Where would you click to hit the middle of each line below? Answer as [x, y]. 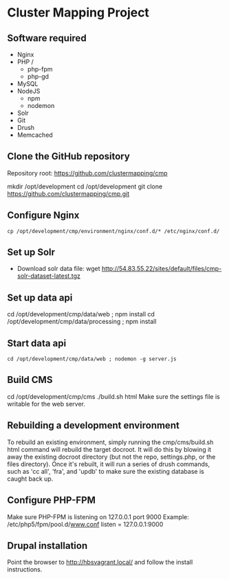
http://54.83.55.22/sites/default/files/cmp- [162, 269]
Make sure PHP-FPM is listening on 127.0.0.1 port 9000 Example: [98, 516]
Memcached [35, 135]
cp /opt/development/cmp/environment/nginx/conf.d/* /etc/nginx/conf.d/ [113, 231]
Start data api [37, 343]
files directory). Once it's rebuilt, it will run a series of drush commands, [109, 464]
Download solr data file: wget [58, 269]
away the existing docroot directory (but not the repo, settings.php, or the [111, 457]
